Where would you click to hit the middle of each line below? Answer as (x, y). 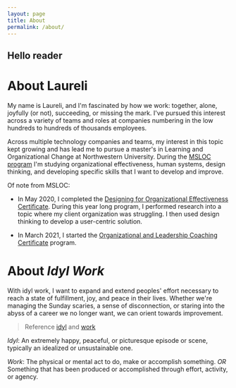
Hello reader (35, 55)
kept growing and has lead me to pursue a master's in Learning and (105, 149)
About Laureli (48, 86)
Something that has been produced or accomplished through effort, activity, (118, 369)
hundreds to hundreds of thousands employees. (77, 128)
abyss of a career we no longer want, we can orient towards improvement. (115, 313)
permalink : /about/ (36, 27)
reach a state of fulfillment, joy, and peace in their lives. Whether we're (110, 298)
